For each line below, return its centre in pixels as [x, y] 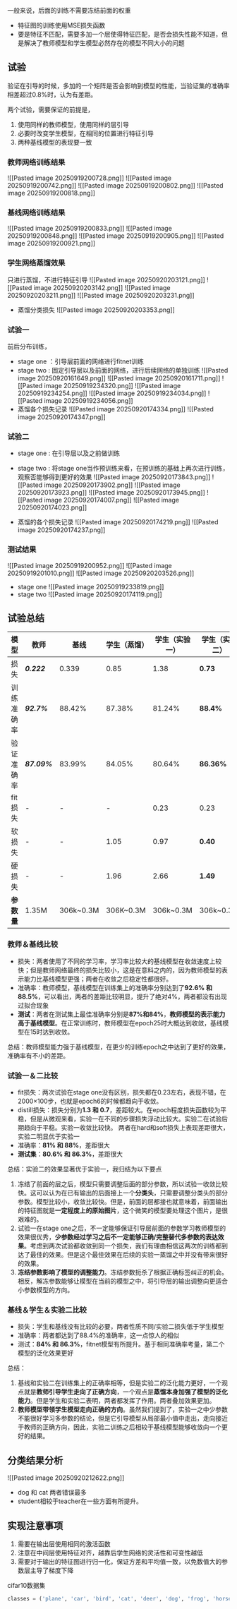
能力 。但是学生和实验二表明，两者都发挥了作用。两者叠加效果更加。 [116, 1401]
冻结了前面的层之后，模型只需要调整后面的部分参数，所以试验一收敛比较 [122, 1184]
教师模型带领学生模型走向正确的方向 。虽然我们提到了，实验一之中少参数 [122, 1409]
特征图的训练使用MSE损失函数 [61, 25]
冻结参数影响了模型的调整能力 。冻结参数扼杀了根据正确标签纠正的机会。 [122, 1272]
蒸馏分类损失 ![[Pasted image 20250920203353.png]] [96, 310]
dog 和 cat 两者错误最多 [52, 1493]
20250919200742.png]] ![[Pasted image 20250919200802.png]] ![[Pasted [115, 186]
